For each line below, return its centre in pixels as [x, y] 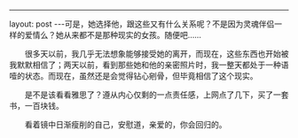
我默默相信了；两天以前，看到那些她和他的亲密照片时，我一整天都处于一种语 [149, 65]
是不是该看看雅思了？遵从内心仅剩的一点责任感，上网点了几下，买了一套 [157, 95]
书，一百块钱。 [36, 106]
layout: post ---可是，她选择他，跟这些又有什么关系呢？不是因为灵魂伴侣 [142, 24]
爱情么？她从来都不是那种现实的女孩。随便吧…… [113, 35]
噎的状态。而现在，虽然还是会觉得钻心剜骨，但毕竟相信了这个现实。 [133, 76]
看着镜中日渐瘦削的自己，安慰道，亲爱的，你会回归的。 [125, 124]
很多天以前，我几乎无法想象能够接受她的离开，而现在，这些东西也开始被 [157, 54]
